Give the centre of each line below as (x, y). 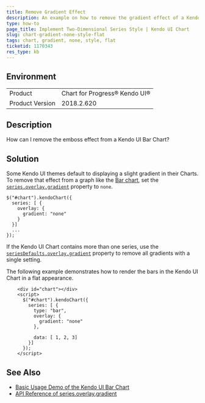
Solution (23, 159)
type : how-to (23, 23)
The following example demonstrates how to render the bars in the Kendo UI (102, 272)
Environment (31, 77)
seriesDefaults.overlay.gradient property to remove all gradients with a (98, 253)
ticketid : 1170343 (30, 47)
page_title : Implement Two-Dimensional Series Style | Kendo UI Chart (98, 29)
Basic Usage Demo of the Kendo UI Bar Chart (72, 387)
